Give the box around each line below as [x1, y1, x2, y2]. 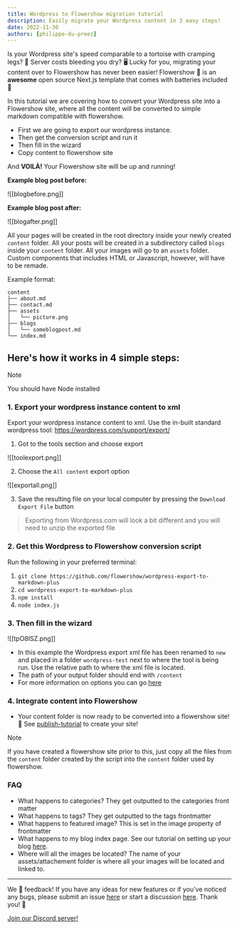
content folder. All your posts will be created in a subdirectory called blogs [7, 239, 225, 248]
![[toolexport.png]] [7, 453, 62, 462]
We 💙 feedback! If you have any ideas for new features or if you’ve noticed [7, 885, 226, 893]
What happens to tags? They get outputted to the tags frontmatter [17, 812, 211, 820]
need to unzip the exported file [24, 524, 116, 532]
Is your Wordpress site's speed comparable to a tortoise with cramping [7, 50, 216, 58]
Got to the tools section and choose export [17, 440, 144, 448]
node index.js [17, 602, 60, 609]
